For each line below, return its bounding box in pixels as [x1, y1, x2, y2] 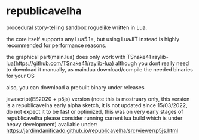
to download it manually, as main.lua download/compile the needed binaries [6, 66, 193, 73]
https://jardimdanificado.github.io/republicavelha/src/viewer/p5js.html [6, 127, 178, 134]
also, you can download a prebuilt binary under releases [6, 83, 145, 91]
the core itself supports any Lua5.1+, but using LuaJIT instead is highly [6, 35, 180, 42]
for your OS [6, 72, 35, 79]
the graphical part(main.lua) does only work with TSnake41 [6, 53, 151, 60]
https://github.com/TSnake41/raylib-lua [15, 60, 112, 67]
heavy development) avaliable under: [6, 120, 97, 127]
